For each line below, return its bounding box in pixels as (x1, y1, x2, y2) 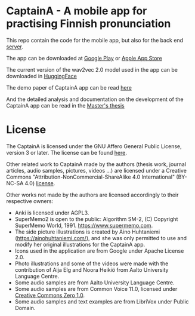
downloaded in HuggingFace (6, 72, 78, 79)
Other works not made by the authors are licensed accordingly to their (6, 191, 179, 198)
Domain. (14, 304, 36, 311)
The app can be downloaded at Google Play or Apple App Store (6, 54, 162, 62)
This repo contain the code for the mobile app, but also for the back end (6, 36, 184, 44)
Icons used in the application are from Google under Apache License (14, 247, 184, 254)
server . (6, 43, 24, 50)
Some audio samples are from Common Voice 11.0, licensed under (14, 285, 178, 292)
